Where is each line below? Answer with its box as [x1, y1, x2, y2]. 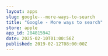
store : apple [6, 24, 38, 31]
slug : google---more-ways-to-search [6, 14, 95, 20]
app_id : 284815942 [6, 30, 51, 36]
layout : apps [6, 8, 38, 15]
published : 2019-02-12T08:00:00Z [6, 41, 88, 47]
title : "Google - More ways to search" [6, 19, 103, 25]
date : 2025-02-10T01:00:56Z [6, 36, 75, 41]
